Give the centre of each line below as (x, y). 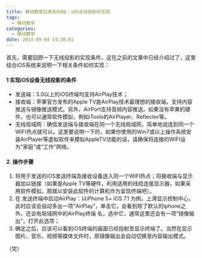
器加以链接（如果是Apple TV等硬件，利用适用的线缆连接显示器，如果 (100, 184)
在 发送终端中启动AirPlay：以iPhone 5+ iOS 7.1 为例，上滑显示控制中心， (104, 199)
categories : (21, 28)
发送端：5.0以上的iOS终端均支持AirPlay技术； (71, 94)
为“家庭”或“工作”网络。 (43, 147)
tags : (13, 17)
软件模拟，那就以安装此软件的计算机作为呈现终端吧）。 (87, 191)
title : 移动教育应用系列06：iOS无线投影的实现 (58, 12)
